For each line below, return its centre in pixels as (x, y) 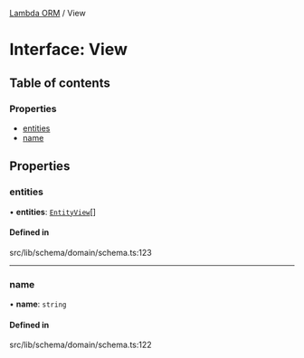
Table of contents (60, 83)
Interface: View (69, 50)
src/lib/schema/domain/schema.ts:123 (81, 252)
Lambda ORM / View (47, 13)
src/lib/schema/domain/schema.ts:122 (81, 345)
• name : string (38, 304)
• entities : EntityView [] (53, 212)
